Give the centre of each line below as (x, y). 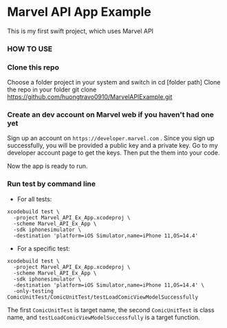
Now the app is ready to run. (47, 166)
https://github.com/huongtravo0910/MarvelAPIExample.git (90, 97)
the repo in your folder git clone (52, 89)
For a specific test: (43, 248)
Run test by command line (52, 184)
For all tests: (34, 199)
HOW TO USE (30, 49)
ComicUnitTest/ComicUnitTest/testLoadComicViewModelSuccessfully (102, 297)
